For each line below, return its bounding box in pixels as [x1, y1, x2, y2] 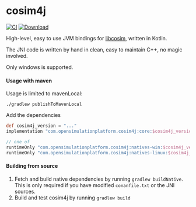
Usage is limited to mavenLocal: [6, 90, 83, 97]
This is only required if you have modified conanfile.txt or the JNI [14, 181, 175, 188]
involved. [6, 52, 28, 59]
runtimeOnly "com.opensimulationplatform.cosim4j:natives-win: [6, 144, 163, 150]
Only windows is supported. [6, 63, 73, 71]
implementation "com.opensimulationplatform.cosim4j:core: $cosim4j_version [6, 129, 194, 134]
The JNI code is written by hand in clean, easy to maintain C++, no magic [6, 46, 183, 53]
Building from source [6, 163, 58, 170]
